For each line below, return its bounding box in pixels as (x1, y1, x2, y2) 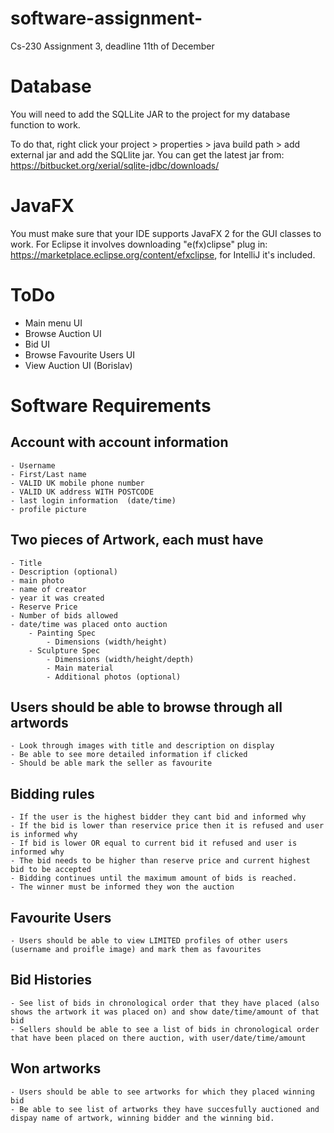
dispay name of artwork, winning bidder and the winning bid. (10, 1113, 275, 1123)
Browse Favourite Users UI (24, 348, 136, 361)
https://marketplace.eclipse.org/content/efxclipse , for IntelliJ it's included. (10, 248, 316, 261)
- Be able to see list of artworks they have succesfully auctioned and (10, 1104, 320, 1114)
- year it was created (10, 593, 105, 603)
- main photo (10, 575, 65, 586)
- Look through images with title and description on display (10, 741, 275, 751)
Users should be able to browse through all (10, 698, 283, 716)
